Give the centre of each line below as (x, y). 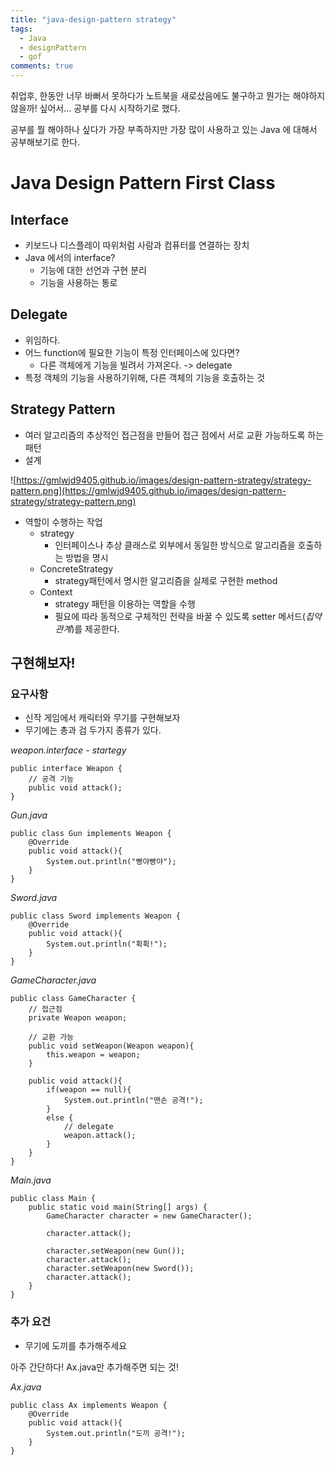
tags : (21, 29)
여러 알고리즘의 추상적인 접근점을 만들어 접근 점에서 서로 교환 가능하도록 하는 (174, 435)
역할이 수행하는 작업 (63, 522)
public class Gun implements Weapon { (91, 834)
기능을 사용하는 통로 (78, 282)
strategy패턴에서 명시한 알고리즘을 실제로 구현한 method (166, 580)
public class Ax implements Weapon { (89, 1405)
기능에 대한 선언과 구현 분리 (93, 270)
